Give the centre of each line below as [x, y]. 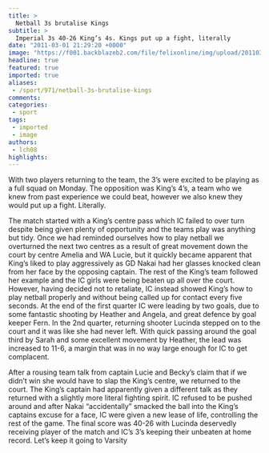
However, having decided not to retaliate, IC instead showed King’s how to [131, 289]
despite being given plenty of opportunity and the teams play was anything [132, 230]
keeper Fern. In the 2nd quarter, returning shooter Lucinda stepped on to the [134, 323]
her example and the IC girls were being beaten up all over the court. [122, 280]
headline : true [34, 61]
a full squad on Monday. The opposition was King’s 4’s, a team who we [125, 188]
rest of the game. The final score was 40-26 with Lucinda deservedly [122, 423]
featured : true [34, 68]
